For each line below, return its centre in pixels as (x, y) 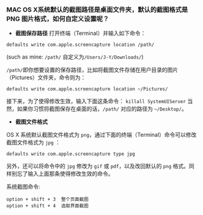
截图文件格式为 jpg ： (34, 142)
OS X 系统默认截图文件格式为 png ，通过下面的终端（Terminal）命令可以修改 (102, 135)
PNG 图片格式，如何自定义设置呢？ (58, 18)
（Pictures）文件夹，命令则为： (46, 78)
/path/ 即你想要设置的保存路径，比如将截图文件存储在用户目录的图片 (92, 70)
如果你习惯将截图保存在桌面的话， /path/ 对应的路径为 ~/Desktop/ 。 (102, 109)
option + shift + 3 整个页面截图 (47, 200)
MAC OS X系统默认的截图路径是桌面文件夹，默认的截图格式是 (97, 9)
